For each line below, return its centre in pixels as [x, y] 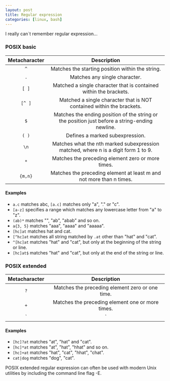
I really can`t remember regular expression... [51, 34]
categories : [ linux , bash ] [34, 19]
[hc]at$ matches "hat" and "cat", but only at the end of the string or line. [88, 252]
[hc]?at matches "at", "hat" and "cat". [52, 342]
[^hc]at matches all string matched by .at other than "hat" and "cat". [85, 236]
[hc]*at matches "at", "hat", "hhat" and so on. [60, 347]
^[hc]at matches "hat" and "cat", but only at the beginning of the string [87, 242]
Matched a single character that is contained [106, 85]
